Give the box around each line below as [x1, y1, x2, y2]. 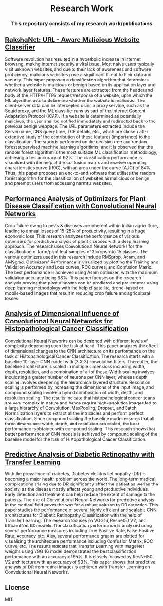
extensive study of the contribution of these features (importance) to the [5, 134, 150, 140]
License [5, 584, 30, 592]
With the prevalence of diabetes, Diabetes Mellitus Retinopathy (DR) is [5, 471, 146, 477]
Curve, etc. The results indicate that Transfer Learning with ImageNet [5, 544, 145, 549]
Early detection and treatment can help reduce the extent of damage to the [5, 491, 155, 498]
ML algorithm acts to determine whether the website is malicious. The [5, 97, 145, 103]
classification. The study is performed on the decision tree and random [5, 139, 147, 144]
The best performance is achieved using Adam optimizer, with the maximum [5, 269, 158, 275]
